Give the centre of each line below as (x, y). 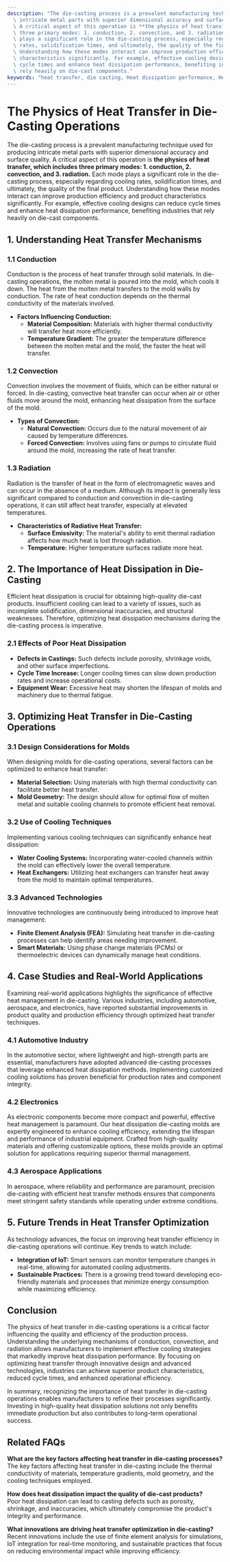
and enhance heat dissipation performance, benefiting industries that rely (111, 211)
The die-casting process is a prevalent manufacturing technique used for (110, 145)
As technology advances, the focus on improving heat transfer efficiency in (113, 1239)
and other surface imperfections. (64, 666)
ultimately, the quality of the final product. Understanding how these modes (114, 189)
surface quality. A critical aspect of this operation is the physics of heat (108, 159)
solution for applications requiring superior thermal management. (99, 1153)
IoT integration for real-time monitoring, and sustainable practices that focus (115, 1544)
